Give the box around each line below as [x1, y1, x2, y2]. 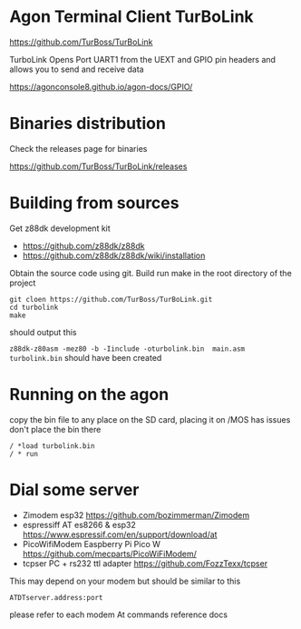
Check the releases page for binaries [9, 143, 148, 154]
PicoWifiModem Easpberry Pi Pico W [22, 538, 161, 549]
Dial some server [9, 479, 140, 500]
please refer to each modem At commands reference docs [9, 609, 228, 620]
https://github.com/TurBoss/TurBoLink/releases [9, 161, 188, 172]
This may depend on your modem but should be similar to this [9, 575, 241, 586]
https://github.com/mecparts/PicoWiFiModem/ [22, 548, 198, 559]
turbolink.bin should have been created [9, 352, 162, 363]
